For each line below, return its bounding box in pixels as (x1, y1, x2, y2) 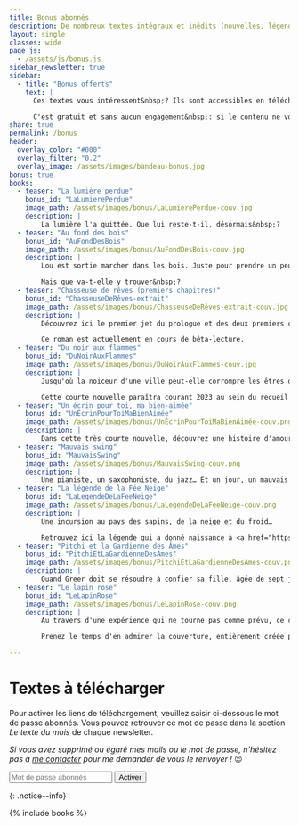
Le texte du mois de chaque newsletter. (9, 726, 154, 737)
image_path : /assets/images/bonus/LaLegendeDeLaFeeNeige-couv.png (25, 500, 277, 509)
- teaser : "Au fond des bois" (17, 228, 129, 237)
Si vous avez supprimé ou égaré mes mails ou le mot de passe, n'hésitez (9, 744, 278, 755)
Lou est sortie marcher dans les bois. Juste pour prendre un (41, 261, 277, 270)
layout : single (9, 29, 66, 38)
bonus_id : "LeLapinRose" (25, 591, 117, 600)
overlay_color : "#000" (17, 145, 101, 154)
